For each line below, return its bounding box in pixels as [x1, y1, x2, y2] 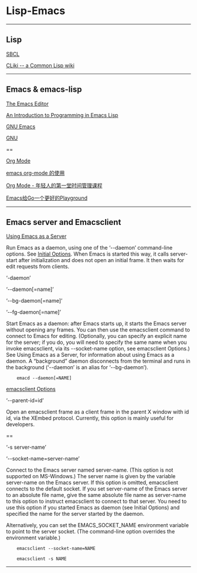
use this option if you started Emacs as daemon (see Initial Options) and [6, 504, 180, 511]
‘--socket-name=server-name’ [6, 455, 80, 462]
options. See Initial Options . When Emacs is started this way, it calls [6, 250, 169, 257]
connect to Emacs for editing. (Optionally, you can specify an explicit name [6, 333, 187, 340]
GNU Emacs [6, 122, 36, 130]
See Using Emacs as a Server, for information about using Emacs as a [6, 352, 175, 359]
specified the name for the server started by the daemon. [6, 511, 145, 518]
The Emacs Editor [6, 100, 49, 107]
